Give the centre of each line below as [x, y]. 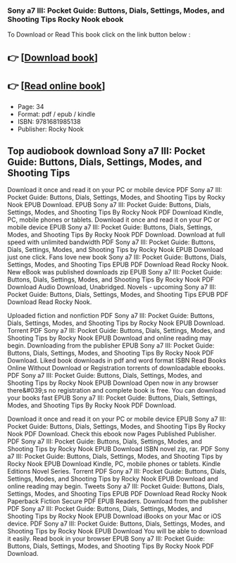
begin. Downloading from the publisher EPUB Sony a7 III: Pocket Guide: [111, 346]
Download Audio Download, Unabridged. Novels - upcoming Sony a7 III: [112, 287]
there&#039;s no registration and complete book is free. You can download [117, 391]
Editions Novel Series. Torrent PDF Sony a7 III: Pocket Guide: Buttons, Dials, [117, 472]
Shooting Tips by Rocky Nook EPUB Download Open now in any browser [113, 383]
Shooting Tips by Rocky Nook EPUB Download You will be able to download [117, 531]
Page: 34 [31, 106]
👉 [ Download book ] [53, 57]
